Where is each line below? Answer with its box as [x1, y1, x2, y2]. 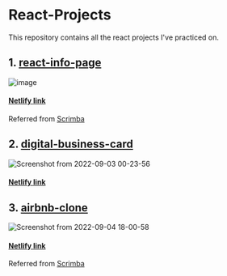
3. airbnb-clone [8, 201, 89, 214]
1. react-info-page [8, 56, 102, 70]
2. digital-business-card [8, 138, 133, 151]
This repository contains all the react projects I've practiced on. [8, 32, 220, 42]
